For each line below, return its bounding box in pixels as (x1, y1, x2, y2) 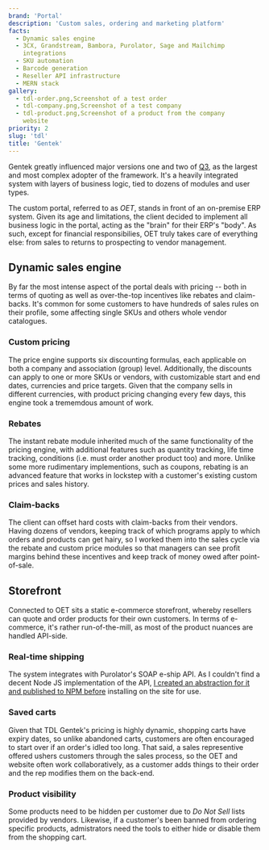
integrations (23, 49, 67, 57)
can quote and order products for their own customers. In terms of (8, 614, 230, 624)
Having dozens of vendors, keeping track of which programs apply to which (8, 526, 260, 536)
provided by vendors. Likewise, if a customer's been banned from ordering (8, 814, 257, 824)
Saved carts (8, 707, 56, 718)
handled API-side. (8, 631, 68, 641)
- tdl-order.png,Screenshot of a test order (15, 94, 168, 103)
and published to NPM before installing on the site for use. (8, 687, 201, 697)
